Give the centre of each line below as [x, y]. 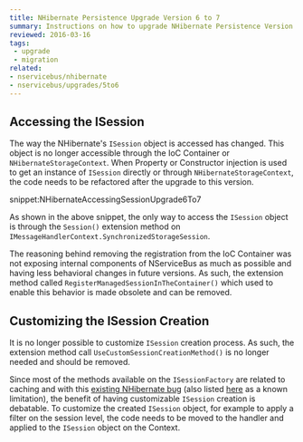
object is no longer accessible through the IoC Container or [120, 153]
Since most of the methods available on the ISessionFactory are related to [147, 380]
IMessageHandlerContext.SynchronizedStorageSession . [110, 236]
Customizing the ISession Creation [109, 321]
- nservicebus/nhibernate [58, 77]
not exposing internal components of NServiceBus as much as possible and [151, 264]
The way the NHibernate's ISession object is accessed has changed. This [147, 144]
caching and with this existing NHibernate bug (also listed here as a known [148, 389]
